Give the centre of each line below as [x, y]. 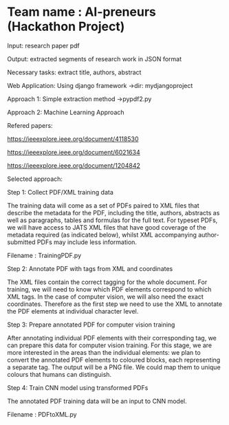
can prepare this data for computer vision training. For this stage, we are [109, 345]
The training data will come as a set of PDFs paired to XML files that [103, 205]
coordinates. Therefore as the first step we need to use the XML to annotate [115, 304]
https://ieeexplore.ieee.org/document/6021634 [74, 152]
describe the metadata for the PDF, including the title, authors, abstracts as [113, 212]
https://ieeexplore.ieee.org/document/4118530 [73, 139]
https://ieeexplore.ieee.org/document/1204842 [74, 165]
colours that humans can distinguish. [59, 374]
